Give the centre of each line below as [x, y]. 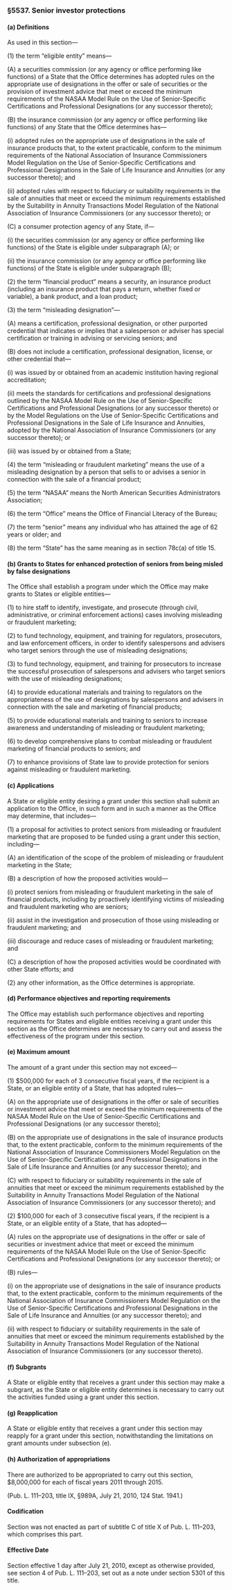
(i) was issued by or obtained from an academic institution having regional [113, 372]
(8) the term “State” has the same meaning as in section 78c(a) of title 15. [111, 548]
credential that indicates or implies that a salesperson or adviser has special [115, 331]
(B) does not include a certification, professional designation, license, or [110, 352]
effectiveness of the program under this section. [76, 1036]
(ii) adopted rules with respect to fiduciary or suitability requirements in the [114, 191]
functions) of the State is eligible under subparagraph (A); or [93, 247]
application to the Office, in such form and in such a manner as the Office [112, 808]
